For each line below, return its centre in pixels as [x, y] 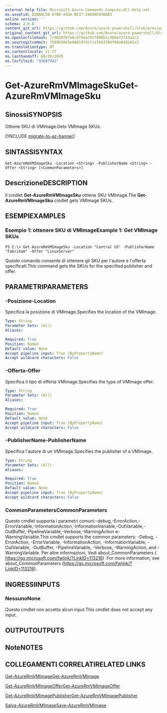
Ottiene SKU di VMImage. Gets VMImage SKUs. [53, 127]
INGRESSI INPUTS [33, 584]
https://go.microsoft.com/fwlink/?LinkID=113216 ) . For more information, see [83, 558]
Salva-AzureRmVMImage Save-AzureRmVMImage [56, 706]
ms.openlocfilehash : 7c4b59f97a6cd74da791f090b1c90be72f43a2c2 [72, 38]
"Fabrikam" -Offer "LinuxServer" [40, 251]
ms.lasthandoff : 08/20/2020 [34, 56]
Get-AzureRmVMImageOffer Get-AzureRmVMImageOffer [63, 686]
